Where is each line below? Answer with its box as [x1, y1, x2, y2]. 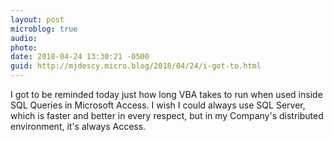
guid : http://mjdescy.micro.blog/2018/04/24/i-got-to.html [10, 61, 262, 71]
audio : [10, 33, 38, 43]
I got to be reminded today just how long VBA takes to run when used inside [10, 89, 323, 100]
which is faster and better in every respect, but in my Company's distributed [10, 110, 324, 121]
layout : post [10, 14, 65, 25]
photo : [10, 42, 38, 53]
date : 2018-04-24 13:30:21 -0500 [10, 52, 150, 62]
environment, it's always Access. [10, 121, 147, 132]
